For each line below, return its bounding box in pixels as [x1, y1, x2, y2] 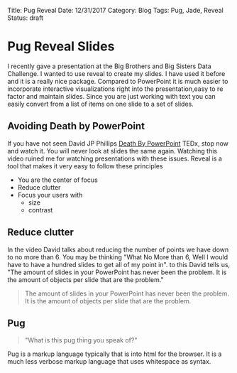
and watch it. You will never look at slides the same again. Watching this [7, 146, 218, 155]
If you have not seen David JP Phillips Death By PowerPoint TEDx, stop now [7, 139, 229, 148]
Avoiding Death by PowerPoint [7, 120, 145, 132]
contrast [28, 205, 53, 214]
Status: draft [7, 13, 44, 22]
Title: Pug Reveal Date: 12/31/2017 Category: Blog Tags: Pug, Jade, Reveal [7, 6, 224, 14]
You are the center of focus [17, 175, 98, 184]
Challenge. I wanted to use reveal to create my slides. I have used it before [7, 69, 226, 77]
